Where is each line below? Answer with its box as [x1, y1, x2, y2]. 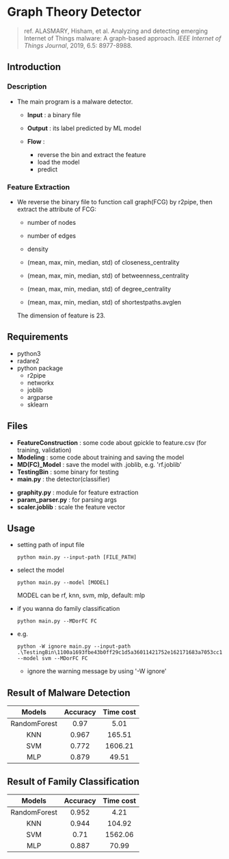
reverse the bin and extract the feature [37, 150, 146, 158]
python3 [16, 349, 41, 357]
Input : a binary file [27, 110, 81, 119]
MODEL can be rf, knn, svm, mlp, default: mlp [16, 591, 146, 600]
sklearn [27, 400, 49, 409]
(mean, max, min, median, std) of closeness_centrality [27, 258, 180, 266]
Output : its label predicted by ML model [27, 124, 142, 132]
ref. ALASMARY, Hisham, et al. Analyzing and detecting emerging [23, 27, 208, 35]
